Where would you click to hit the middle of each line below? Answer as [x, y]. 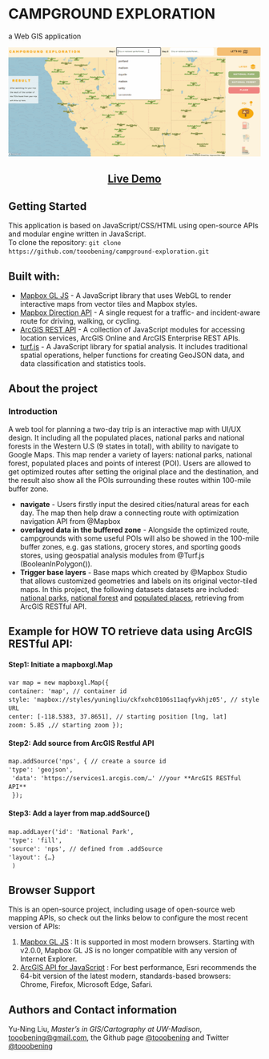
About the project [53, 389]
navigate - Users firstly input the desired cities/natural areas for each [134, 504]
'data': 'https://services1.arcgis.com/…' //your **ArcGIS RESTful [126, 779]
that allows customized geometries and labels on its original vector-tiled [139, 581]
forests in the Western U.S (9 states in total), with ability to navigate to [123, 446]
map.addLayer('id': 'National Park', [71, 831]
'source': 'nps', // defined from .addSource [85, 849]
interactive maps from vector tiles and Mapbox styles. [108, 304]
